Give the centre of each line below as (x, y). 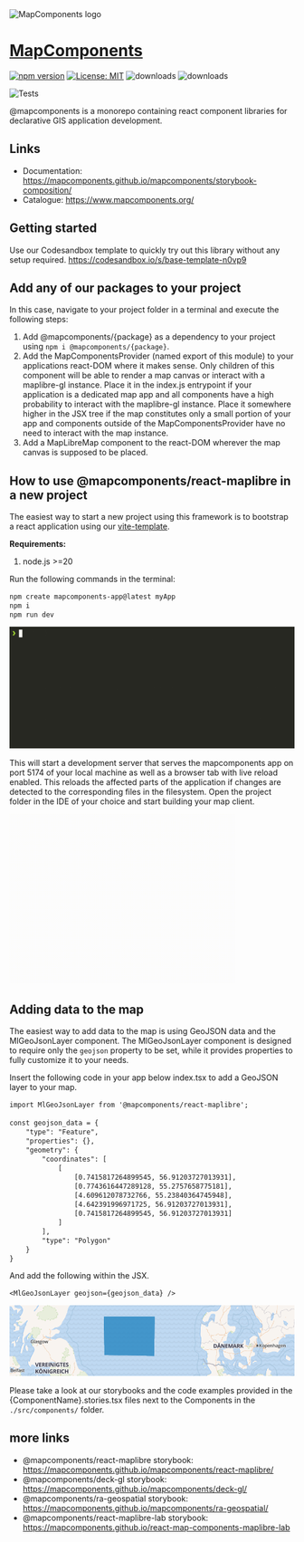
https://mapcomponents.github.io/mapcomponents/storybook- (140, 180)
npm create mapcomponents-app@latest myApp (93, 597)
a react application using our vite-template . (90, 527)
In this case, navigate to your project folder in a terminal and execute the (144, 310)
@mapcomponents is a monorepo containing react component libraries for (148, 110)
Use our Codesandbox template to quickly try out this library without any (145, 250)
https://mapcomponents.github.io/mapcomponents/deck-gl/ (134, 1489)
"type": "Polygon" (76, 1241)
